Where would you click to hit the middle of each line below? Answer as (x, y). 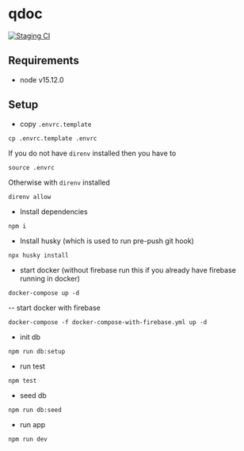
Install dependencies (54, 212)
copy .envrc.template (55, 124)
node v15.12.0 (42, 79)
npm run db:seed (35, 410)
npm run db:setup (37, 351)
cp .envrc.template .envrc (53, 138)
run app (32, 424)
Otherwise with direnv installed (59, 182)
